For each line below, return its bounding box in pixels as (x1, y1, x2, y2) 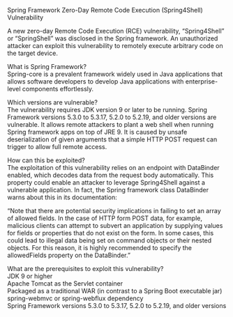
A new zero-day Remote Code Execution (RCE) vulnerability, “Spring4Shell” (7, 27, 225, 35)
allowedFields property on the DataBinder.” (7, 251, 131, 259)
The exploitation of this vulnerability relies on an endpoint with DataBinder (7, 164, 220, 171)
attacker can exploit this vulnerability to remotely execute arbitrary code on (7, 42, 223, 49)
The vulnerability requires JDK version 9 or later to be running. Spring (7, 106, 207, 114)
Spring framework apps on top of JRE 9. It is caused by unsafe (7, 128, 188, 136)
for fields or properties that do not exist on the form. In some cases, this (7, 229, 214, 237)
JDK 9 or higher (7, 272, 53, 280)
